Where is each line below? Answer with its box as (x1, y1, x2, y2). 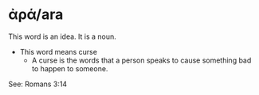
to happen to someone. (31, 63, 108, 73)
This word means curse (19, 47, 98, 56)
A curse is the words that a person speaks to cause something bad (31, 55, 252, 65)
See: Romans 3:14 (8, 79, 68, 89)
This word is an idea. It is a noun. (8, 32, 117, 41)
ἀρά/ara (8, 6, 64, 24)
